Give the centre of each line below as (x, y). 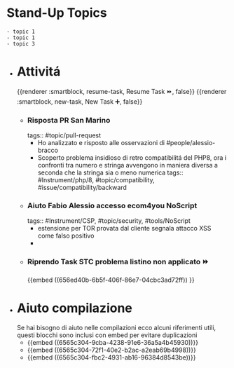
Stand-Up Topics (57, 13)
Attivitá (39, 72)
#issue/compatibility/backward (82, 188)
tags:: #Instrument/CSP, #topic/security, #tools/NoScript (109, 221)
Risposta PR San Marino (69, 120)
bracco (48, 150)
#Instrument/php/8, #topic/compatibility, (96, 180)
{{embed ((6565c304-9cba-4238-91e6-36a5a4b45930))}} (113, 342)
